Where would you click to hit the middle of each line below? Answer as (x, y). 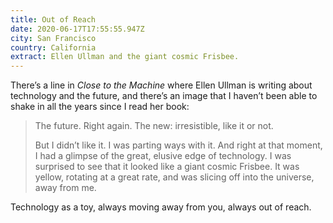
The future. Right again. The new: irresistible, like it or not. (154, 126)
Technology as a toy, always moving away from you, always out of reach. (161, 207)
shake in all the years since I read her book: (100, 107)
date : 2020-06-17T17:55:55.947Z (77, 29)
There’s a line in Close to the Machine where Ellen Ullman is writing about (161, 85)
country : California (53, 47)
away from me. (65, 188)
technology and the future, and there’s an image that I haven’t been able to (164, 96)
